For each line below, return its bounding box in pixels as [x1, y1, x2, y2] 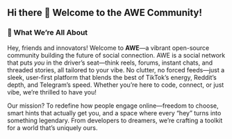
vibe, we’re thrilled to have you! [7, 88, 97, 96]
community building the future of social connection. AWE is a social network [7, 51, 226, 59]
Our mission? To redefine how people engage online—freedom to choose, [7, 101, 219, 110]
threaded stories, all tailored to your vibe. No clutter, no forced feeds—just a [7, 65, 225, 74]
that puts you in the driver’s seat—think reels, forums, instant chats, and [7, 58, 213, 67]
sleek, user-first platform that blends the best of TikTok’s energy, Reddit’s [7, 73, 217, 81]
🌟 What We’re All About [7, 28, 88, 38]
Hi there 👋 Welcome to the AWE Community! [7, 7, 203, 19]
